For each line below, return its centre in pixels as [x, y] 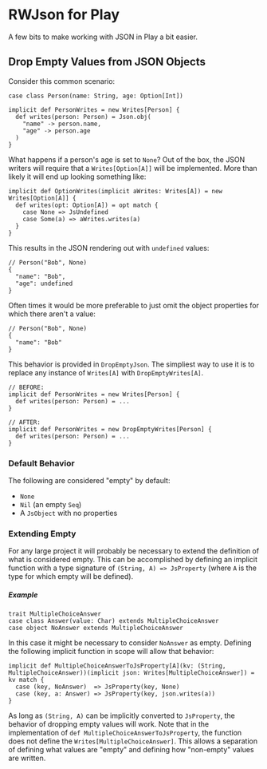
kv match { [26, 680]
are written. [27, 758]
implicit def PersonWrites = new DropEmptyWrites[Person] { [110, 429]
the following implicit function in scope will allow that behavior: [111, 652]
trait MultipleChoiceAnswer [55, 614]
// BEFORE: [26, 387]
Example [23, 595]
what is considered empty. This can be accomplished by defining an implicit [133, 560]
